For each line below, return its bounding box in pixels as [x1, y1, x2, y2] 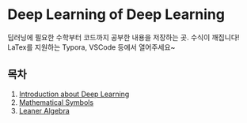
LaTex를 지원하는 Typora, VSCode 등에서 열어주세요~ [7, 42, 176, 52]
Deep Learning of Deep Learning [7, 6, 225, 24]
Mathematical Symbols [18, 97, 94, 107]
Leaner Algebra [18, 106, 70, 115]
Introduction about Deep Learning [18, 89, 130, 99]
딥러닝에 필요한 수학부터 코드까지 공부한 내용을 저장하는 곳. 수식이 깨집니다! [7, 32, 240, 42]
